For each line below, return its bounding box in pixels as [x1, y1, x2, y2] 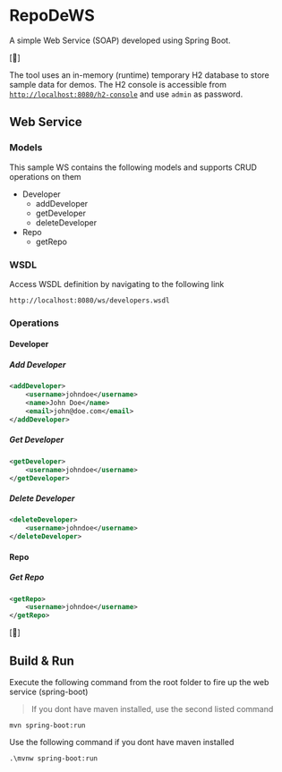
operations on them [9, 171, 82, 182]
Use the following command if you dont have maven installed [9, 736, 235, 747]
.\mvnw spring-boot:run [9, 753, 98, 763]
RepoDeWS [9, 5, 96, 26]
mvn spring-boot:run [9, 721, 87, 730]
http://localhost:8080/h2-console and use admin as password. [9, 89, 244, 99]
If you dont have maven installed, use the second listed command [30, 703, 274, 714]
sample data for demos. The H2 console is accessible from [9, 79, 226, 89]
